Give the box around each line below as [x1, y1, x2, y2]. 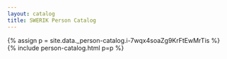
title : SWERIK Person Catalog [7, 17, 97, 24]
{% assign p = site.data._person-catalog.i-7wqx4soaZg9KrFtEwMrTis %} [7, 36, 221, 44]
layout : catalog [7, 10, 55, 18]
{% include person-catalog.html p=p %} [7, 44, 124, 52]
